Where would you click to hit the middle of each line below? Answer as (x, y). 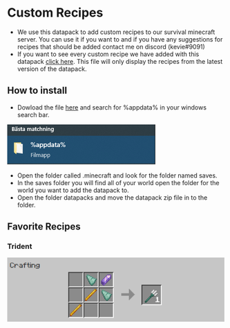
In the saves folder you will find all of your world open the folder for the (118, 182)
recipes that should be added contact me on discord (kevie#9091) (111, 46)
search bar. (33, 114)
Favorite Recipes (44, 227)
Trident (20, 246)
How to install (37, 90)
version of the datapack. (52, 69)
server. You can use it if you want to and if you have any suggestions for (120, 39)
